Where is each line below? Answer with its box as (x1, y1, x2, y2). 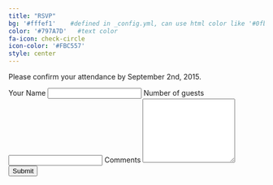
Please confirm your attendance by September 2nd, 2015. (8, 72, 201, 81)
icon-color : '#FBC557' (8, 42, 85, 50)
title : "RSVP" (8, 11, 57, 20)
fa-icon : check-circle (8, 34, 85, 43)
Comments (104, 155, 141, 165)
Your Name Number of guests (8, 88, 205, 97)
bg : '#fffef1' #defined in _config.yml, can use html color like (8, 19, 245, 28)
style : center (8, 49, 57, 58)
